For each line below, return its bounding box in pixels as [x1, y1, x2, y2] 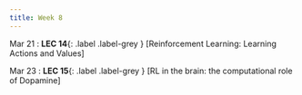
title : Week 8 [9, 13, 64, 23]
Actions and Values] [9, 47, 85, 59]
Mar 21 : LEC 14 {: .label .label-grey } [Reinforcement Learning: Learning [9, 38, 277, 49]
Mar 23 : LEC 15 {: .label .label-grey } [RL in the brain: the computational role [9, 65, 293, 76]
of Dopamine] [9, 74, 61, 86]
